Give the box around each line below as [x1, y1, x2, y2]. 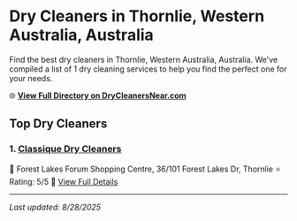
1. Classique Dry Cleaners [9, 143, 122, 156]
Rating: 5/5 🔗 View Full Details [9, 176, 118, 187]
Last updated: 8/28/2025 [9, 202, 102, 212]
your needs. [9, 72, 53, 83]
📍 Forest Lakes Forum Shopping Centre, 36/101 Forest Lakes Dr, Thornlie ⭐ [9, 164, 281, 174]
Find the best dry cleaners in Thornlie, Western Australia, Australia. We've [9, 54, 278, 65]
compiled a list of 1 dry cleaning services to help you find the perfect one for [9, 64, 287, 74]
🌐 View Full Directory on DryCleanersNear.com [9, 90, 187, 101]
